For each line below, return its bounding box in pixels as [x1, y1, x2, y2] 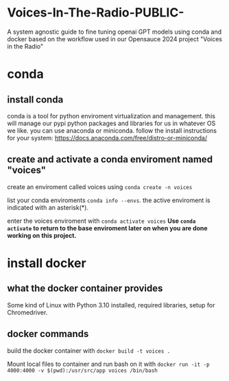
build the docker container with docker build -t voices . [7, 346, 171, 355]
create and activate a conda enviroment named [7, 153, 213, 166]
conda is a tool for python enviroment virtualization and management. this [7, 111, 216, 120]
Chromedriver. [7, 308, 48, 316]
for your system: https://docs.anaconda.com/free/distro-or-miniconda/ [7, 133, 208, 142]
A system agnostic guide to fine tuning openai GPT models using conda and [7, 28, 222, 36]
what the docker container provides [7, 283, 163, 294]
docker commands [7, 328, 89, 340]
